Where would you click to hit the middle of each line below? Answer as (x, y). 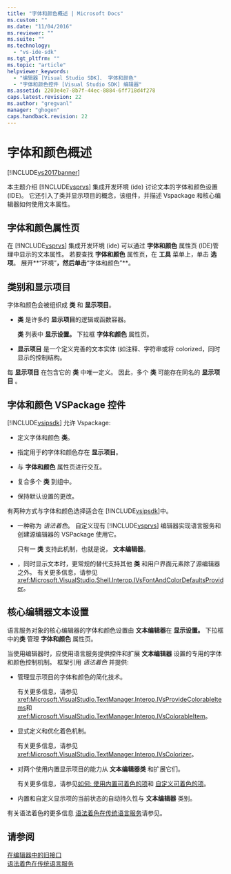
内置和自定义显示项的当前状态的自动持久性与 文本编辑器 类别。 (107, 798)
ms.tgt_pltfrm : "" (33, 59)
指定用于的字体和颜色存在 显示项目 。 (69, 452)
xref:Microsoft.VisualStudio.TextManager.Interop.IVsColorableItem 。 (114, 716)
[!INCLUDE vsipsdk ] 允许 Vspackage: (59, 423)
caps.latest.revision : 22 (44, 97)
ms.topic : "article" (37, 65)
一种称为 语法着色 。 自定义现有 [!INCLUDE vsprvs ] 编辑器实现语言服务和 (119, 526)
